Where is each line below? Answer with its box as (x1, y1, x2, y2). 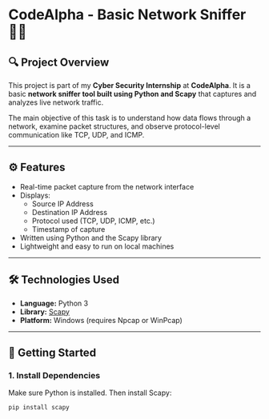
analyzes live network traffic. (8, 98, 104, 107)
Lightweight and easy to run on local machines (19, 241, 175, 251)
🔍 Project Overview (8, 55, 110, 69)
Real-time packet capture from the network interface (19, 182, 195, 191)
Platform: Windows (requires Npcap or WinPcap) (19, 315, 183, 325)
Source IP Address (31, 198, 94, 209)
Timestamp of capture (31, 224, 106, 233)
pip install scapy (8, 404, 70, 412)
